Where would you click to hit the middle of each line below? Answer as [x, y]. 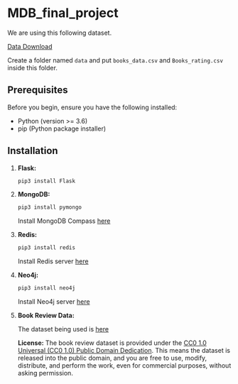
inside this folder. [33, 67]
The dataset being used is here [63, 329]
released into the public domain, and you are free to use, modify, [112, 358]
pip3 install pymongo [49, 207]
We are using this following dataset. [60, 33]
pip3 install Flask [47, 181]
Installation [33, 151]
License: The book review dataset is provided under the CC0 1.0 [112, 343]
